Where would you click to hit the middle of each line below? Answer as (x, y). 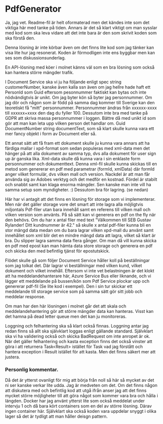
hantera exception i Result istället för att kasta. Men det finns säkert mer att (80, 351)
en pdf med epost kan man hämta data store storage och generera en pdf (79, 246)
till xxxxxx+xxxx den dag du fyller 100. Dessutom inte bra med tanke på (76, 113)
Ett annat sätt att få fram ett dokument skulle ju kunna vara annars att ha (77, 143)
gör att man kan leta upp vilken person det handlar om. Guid (65, 123)
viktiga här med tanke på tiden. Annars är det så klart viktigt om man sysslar (81, 27)
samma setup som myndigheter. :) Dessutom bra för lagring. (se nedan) (77, 190)
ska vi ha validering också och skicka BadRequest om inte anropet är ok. (78, 336)
